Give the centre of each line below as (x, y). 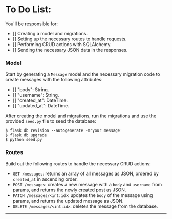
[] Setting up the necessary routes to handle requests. (70, 39)
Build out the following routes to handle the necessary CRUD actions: (78, 163)
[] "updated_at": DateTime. (41, 106)
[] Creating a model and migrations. (50, 33)
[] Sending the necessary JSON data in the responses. (70, 50)
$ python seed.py (24, 140)
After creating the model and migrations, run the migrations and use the (81, 116)
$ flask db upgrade (26, 135)
